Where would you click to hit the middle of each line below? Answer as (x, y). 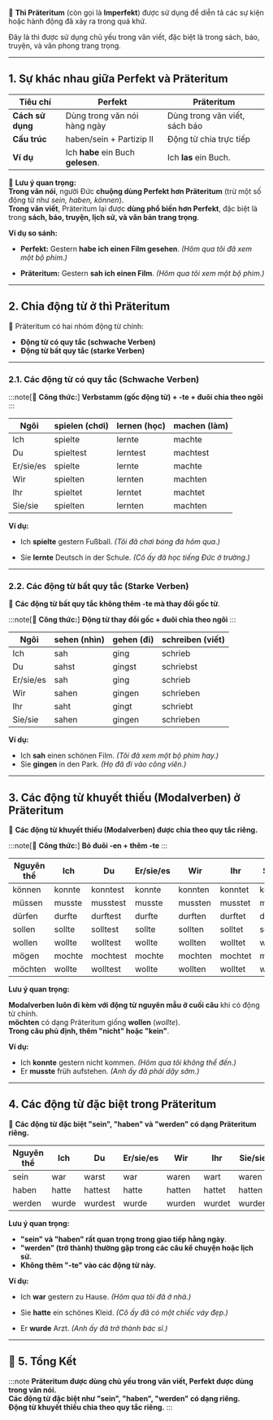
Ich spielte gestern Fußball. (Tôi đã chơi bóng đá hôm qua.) (120, 541)
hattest (97, 1189)
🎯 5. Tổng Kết (43, 1362)
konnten (194, 890)
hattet (214, 1189)
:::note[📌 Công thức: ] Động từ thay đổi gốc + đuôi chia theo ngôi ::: (122, 620)
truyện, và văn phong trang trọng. (65, 46)
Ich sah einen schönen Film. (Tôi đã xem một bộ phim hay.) (119, 756)
